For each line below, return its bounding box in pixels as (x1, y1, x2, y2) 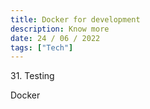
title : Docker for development (10, 14, 141, 25)
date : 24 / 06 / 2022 (10, 33, 101, 43)
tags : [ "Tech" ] (10, 42, 74, 53)
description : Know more (10, 24, 110, 34)
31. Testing (10, 70, 55, 82)
